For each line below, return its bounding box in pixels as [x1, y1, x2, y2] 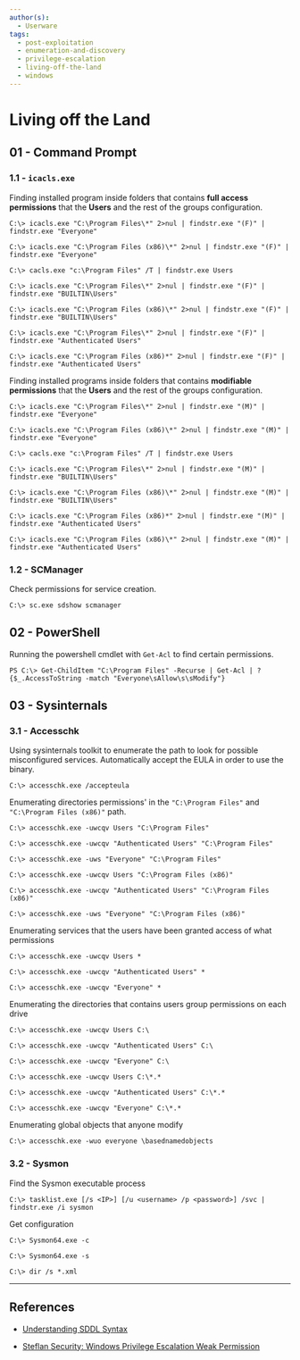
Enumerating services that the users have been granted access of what [9, 925, 272, 936]
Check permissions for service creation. [9, 583, 156, 594]
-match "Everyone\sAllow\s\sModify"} [85, 673, 226, 683]
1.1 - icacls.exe [9, 171, 76, 184]
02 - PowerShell [9, 625, 101, 640]
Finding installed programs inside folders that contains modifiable [9, 375, 252, 386]
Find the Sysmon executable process [9, 1178, 146, 1189]
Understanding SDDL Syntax [21, 1323, 128, 1334]
